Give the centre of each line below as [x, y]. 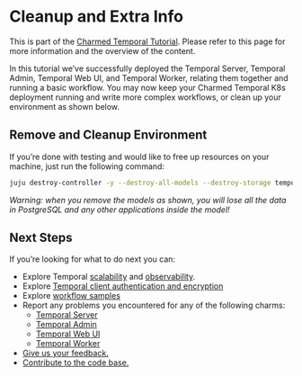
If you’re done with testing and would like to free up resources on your [139, 157]
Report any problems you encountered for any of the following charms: [154, 305]
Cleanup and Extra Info [97, 17]
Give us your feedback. [66, 354]
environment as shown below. [64, 106]
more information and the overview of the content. [102, 50]
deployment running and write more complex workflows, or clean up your [145, 97]
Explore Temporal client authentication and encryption [123, 286]
